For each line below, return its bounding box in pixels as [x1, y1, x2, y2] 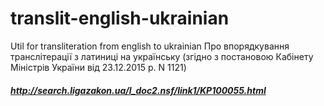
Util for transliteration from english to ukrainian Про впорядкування [10, 40, 290, 52]
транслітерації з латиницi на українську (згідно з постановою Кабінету [10, 50, 314, 62]
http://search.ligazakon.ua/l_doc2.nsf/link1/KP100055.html [10, 84, 267, 96]
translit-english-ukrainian [10, 7, 230, 30]
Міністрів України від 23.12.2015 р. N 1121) [10, 61, 187, 73]
